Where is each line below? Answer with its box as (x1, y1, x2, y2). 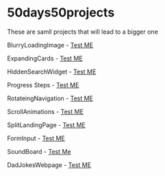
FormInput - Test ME (7, 134, 65, 142)
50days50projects (7, 5, 115, 21)
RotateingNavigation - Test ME (7, 94, 94, 102)
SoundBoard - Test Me (7, 147, 71, 155)
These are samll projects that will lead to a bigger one (7, 27, 159, 36)
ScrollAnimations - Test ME (7, 107, 84, 115)
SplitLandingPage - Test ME (7, 120, 86, 129)
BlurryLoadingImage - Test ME (7, 41, 94, 49)
